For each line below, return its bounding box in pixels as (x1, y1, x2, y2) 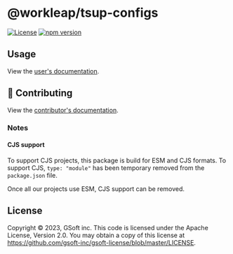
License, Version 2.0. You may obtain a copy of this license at (7, 231, 185, 239)
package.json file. (7, 171, 58, 179)
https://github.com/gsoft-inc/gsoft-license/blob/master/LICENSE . (7, 238, 197, 246)
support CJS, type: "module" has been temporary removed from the (7, 163, 205, 172)
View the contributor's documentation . (7, 106, 119, 114)
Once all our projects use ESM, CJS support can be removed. (7, 184, 185, 193)
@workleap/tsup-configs (7, 5, 159, 21)
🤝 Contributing (7, 87, 73, 99)
